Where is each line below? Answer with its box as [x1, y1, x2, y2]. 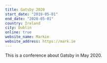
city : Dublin [5, 25, 32, 30]
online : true [5, 30, 32, 35]
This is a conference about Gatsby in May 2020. [5, 52, 102, 58]
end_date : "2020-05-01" [5, 16, 54, 21]
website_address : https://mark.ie [5, 39, 76, 44]
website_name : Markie [5, 35, 50, 40]
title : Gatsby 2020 [5, 7, 45, 12]
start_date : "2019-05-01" [5, 12, 58, 17]
